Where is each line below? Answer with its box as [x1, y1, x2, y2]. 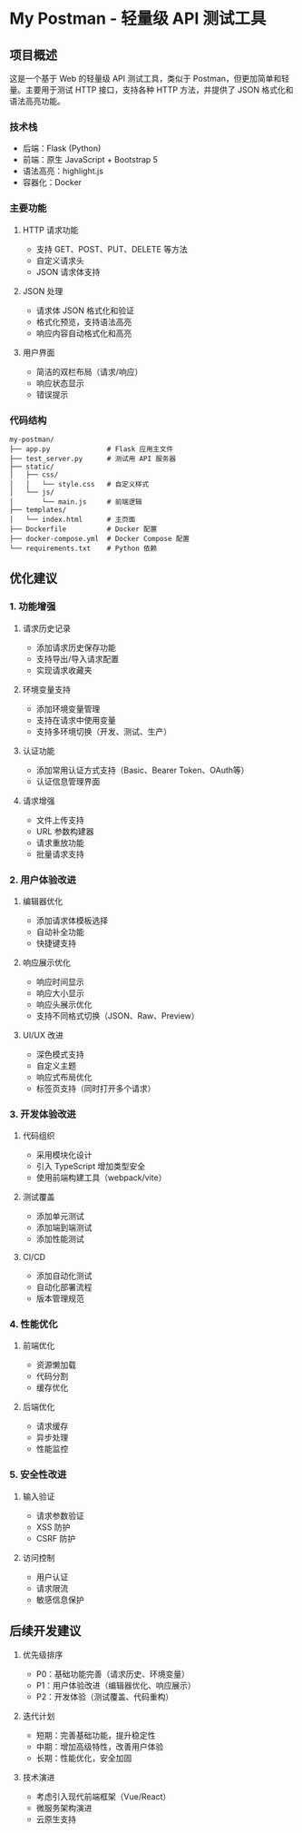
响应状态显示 [35, 378, 84, 389]
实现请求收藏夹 [35, 665, 93, 675]
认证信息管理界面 [35, 775, 101, 786]
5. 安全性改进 [9, 1468, 67, 1481]
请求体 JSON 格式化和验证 [35, 305, 134, 316]
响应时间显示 [35, 976, 84, 987]
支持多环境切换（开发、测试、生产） [35, 725, 172, 736]
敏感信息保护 [35, 1594, 84, 1605]
